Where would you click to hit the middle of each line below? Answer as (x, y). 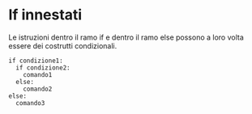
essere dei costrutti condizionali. (63, 45)
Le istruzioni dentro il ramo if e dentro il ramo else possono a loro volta (126, 37)
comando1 (38, 74)
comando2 (38, 89)
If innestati (45, 15)
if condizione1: (36, 61)
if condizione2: (43, 68)
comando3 (30, 103)
